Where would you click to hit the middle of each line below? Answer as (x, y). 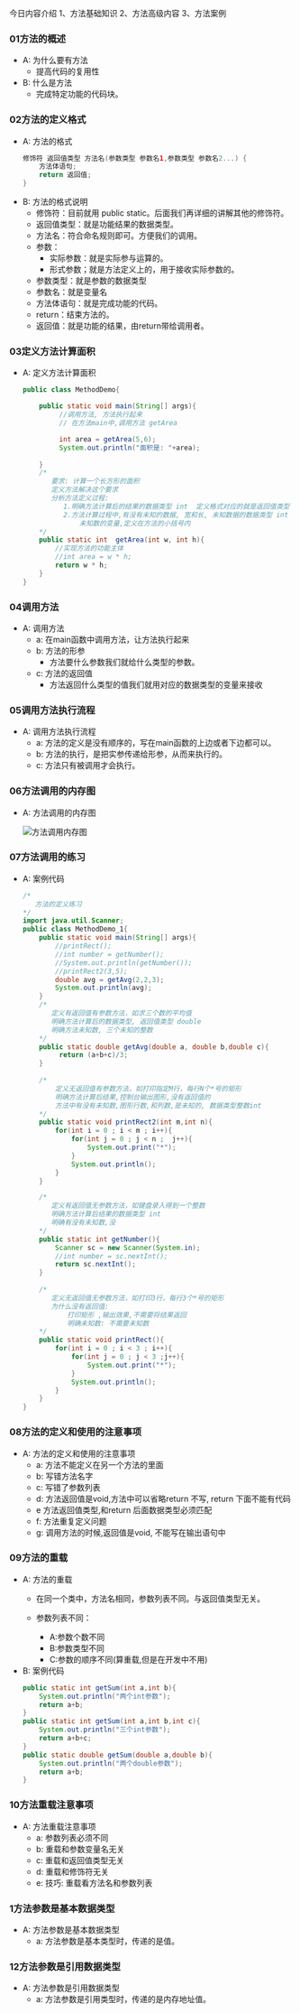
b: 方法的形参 (60, 650)
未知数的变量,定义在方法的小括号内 (135, 523)
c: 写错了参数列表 (68, 1487)
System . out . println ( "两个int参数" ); (105, 1696)
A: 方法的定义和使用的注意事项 (79, 1453)
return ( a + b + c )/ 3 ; (94, 1055)
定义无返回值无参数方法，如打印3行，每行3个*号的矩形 (137, 1298)
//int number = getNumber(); (110, 954)
